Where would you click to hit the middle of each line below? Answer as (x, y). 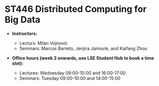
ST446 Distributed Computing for (76, 9)
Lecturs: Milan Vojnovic (43, 43)
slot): (17, 63)
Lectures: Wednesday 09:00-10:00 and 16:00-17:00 (72, 73)
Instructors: (24, 33)
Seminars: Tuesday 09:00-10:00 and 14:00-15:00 (70, 78)
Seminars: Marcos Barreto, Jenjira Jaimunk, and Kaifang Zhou (83, 48)
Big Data (22, 20)
